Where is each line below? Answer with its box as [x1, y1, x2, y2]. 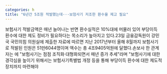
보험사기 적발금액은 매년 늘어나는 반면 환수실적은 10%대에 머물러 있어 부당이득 [5, 26, 158, 32]
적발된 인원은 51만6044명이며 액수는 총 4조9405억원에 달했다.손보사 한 [10, 45, 150, 51]
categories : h [5, 7, 35, 12]
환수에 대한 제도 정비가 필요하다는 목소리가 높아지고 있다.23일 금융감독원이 [5, 32, 151, 38]
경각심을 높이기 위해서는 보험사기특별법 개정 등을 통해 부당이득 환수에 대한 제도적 [5, 57, 163, 63]
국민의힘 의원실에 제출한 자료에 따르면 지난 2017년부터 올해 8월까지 [10, 38, 141, 45]
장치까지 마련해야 [5, 63, 39, 70]
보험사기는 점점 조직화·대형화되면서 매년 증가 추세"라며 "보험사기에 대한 [21, 51, 161, 57]
